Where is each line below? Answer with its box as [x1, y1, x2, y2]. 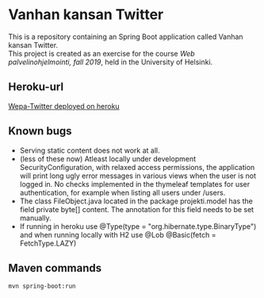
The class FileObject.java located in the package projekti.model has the [19, 196, 254, 206]
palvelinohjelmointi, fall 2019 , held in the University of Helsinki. [8, 57, 213, 67]
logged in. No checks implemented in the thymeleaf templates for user [19, 179, 251, 188]
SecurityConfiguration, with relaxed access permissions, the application [19, 162, 255, 172]
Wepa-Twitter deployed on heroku [8, 101, 121, 110]
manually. [19, 213, 52, 223]
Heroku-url [8, 80, 64, 94]
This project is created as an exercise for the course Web [8, 48, 196, 58]
